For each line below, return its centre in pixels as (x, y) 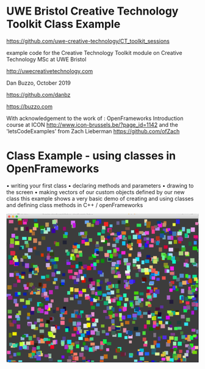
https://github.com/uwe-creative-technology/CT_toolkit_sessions (88, 41)
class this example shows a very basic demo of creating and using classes (100, 199)
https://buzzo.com (30, 106)
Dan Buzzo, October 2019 (39, 83)
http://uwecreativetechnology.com (50, 71)
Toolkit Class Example (63, 24)
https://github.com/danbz (38, 94)
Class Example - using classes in (91, 156)
